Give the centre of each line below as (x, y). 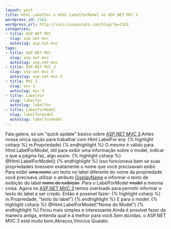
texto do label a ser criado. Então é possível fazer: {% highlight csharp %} (83, 193)
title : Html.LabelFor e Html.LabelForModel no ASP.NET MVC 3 (72, 15)
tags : (11, 48)
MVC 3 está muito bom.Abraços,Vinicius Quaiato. (57, 221)
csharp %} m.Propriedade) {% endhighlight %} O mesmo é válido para (80, 145)
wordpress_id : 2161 (26, 19)
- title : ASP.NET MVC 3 (31, 67)
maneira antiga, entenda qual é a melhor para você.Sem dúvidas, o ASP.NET (86, 215)
